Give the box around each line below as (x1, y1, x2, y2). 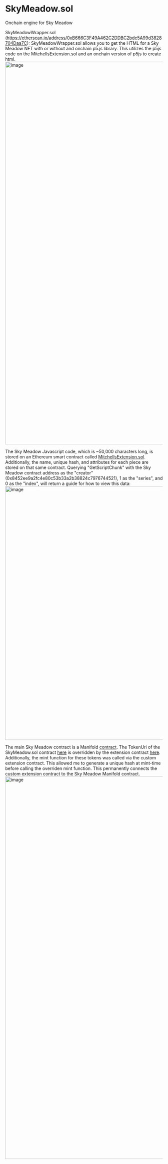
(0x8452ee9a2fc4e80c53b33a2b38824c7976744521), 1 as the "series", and (5, 475, 163, 481)
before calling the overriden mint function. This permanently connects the (5, 765, 157, 771)
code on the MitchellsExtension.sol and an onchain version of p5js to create (5, 51, 161, 57)
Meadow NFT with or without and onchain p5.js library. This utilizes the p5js (5, 45, 161, 51)
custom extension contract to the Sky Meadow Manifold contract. (5, 770, 140, 777)
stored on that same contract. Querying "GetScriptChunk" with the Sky (5, 464, 151, 470)
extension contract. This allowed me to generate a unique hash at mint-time (5, 760, 161, 766)
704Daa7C (5, 40, 27, 46)
